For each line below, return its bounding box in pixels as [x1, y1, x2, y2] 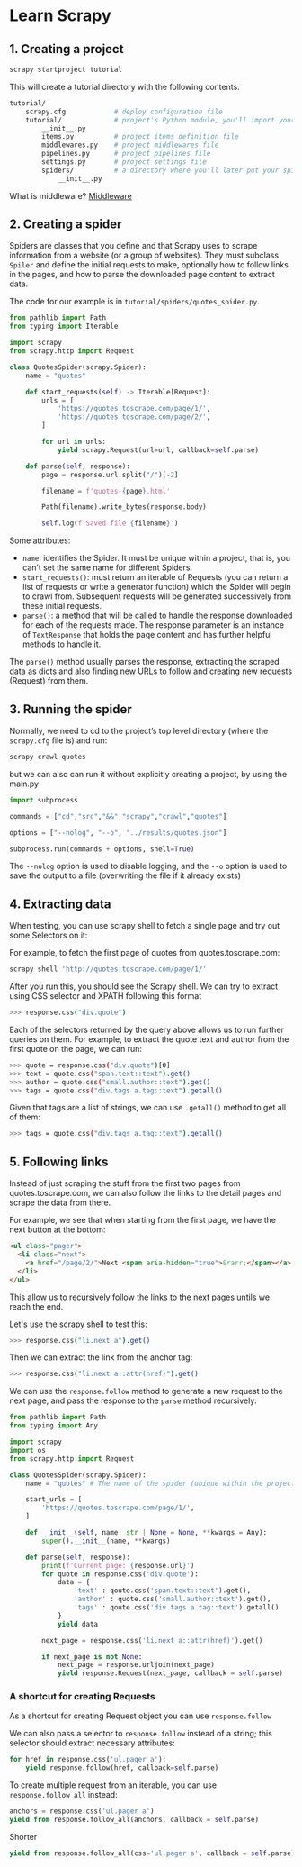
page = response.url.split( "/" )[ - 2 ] [41, 470, 179, 479]
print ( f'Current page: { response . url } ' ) [41, 1561, 195, 1570]
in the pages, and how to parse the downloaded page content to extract [9, 269, 276, 280]
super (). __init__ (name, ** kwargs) [41, 1536, 171, 1545]
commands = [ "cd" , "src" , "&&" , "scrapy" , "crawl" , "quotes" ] [9, 811, 227, 820]
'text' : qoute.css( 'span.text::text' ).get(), [73, 1586, 252, 1595]
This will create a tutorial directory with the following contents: [9, 81, 240, 92]
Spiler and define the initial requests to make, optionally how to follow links [9, 259, 289, 270]
